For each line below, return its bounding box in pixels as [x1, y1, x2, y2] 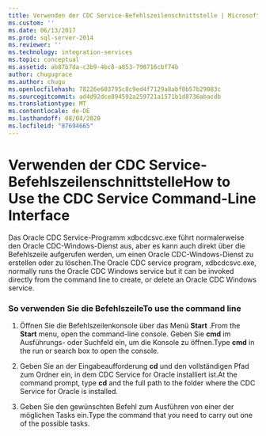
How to [183, 173, 231, 191]
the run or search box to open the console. [19, 346, 160, 355]
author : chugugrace [8, 70, 73, 78]
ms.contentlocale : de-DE [8, 108, 90, 116]
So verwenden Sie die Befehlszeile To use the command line [8, 302, 241, 313]
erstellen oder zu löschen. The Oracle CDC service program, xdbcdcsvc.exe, [8, 258, 257, 267]
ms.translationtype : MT [8, 100, 87, 108]
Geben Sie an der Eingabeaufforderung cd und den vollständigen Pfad [19, 361, 249, 370]
